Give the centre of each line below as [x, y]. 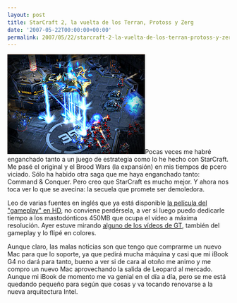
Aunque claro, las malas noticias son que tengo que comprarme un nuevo [115, 246]
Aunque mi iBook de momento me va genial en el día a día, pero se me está [117, 277]
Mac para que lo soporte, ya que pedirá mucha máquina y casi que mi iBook [118, 254]
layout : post [26, 15]
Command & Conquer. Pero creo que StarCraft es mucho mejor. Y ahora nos [118, 182]
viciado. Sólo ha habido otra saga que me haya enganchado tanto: [104, 174]
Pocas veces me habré [178, 152]
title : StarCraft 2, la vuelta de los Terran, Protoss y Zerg [101, 22]
